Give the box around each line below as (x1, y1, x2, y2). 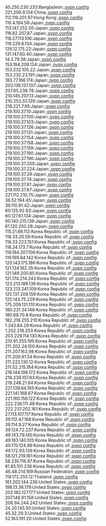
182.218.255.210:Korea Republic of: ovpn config (5, 317, 101, 323)
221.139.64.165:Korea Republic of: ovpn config (5, 385, 98, 391)
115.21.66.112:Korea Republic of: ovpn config (5, 228, 94, 234)
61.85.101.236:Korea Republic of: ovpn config (5, 464, 96, 469)
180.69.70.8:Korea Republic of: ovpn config (5, 312, 92, 318)
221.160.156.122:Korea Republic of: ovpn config (5, 395, 99, 401)
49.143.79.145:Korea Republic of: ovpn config (5, 432, 96, 438)
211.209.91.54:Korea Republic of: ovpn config (5, 354, 96, 360)
